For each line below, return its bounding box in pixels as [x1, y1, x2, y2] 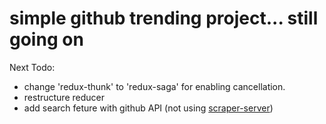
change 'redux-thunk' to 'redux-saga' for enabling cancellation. [23, 80, 286, 92]
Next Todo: [9, 61, 56, 73]
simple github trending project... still [9, 7, 319, 30]
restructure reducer [23, 91, 105, 103]
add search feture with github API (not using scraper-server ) [23, 102, 274, 114]
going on [9, 28, 84, 51]
